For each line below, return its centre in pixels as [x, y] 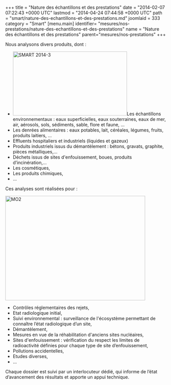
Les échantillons [144, 114]
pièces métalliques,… [35, 152]
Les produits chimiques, [38, 173]
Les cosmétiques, [31, 168]
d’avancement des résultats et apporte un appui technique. [67, 377]
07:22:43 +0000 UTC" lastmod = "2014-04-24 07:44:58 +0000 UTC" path [84, 13]
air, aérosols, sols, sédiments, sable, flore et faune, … [69, 125]
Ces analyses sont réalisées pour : [41, 189]
